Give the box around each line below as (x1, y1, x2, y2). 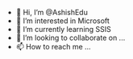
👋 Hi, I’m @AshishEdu (15, 8, 89, 17)
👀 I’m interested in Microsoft (15, 16, 110, 26)
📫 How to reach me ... (15, 42, 91, 51)
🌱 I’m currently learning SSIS (15, 25, 111, 33)
